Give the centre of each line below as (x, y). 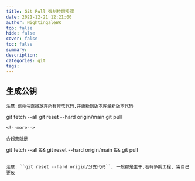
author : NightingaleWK (34, 22)
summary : (17, 50)
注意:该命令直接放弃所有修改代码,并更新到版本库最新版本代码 (70, 106)
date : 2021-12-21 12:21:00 (39, 17)
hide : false (20, 33)
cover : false (22, 39)
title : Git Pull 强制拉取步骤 (40, 11)
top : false (19, 28)
